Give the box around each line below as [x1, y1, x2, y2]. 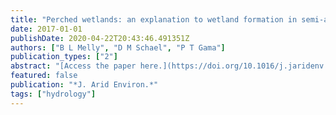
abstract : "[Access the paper [10, 61, 137, 71]
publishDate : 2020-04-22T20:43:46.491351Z [10, 33, 190, 43]
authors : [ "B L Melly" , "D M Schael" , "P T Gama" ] [10, 42, 226, 53]
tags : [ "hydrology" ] [10, 89, 97, 99]
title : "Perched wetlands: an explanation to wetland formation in [10, 14, 298, 25]
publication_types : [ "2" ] [10, 52, 118, 62]
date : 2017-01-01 [10, 24, 83, 34]
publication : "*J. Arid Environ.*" [10, 80, 159, 90]
